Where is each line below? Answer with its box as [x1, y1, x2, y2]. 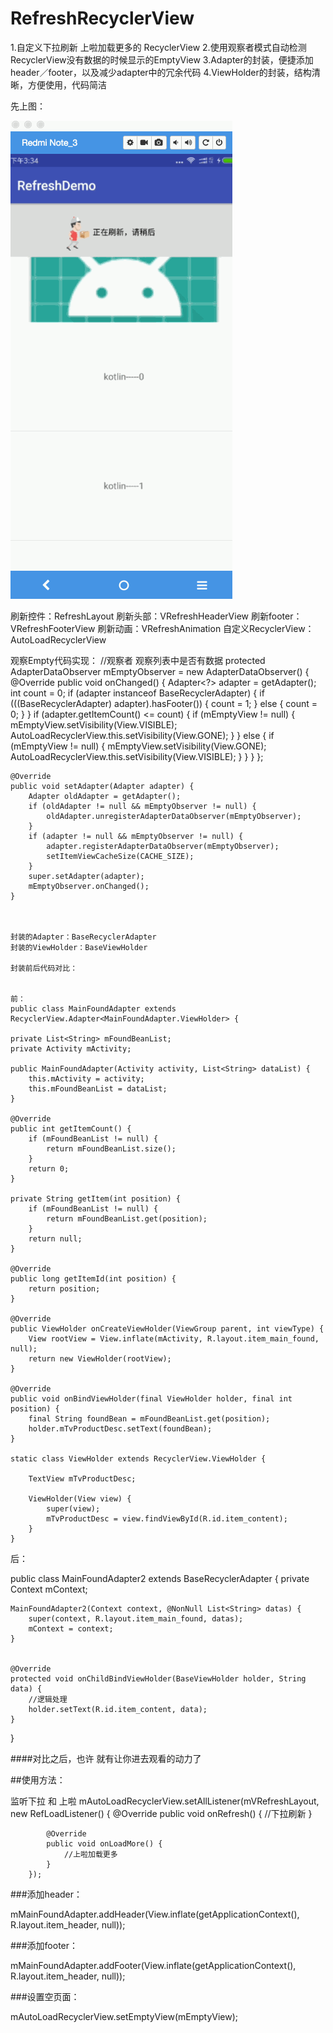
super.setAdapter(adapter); [28, 871, 145, 881]
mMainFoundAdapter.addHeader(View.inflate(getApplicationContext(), [10, 1908, 300, 1920]
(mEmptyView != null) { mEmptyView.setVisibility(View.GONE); [10, 740, 267, 752]
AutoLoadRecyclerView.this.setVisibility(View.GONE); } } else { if [10, 729, 275, 741]
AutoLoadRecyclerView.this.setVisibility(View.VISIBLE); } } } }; [10, 750, 264, 762]
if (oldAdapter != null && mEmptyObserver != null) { [28, 801, 257, 811]
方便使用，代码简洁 [27, 78, 107, 91]
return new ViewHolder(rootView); [28, 1353, 172, 1364]
